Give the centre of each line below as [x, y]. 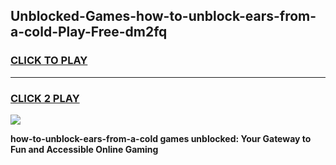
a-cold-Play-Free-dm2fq [89, 32]
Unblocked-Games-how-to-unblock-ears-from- [163, 16]
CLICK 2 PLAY [45, 98]
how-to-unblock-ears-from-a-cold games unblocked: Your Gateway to [161, 138]
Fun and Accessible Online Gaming [84, 149]
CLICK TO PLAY [49, 61]
